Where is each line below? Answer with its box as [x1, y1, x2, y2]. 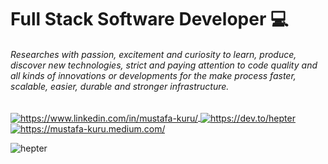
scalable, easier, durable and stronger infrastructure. [10, 80, 230, 92]
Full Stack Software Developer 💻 [10, 8, 289, 31]
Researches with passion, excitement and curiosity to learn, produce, [10, 48, 297, 60]
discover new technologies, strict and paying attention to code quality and [10, 59, 318, 71]
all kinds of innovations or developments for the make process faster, [10, 69, 297, 81]
